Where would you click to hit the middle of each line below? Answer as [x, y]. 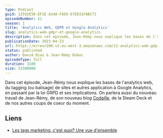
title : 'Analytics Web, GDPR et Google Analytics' [57, 28]
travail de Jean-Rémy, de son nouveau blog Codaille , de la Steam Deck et [78, 98]
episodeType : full [24, 59]
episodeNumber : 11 [24, 19]
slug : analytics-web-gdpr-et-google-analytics [53, 32]
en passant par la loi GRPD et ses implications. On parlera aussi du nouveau [81, 93]
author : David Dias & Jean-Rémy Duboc [44, 55]
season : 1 [15, 23]
